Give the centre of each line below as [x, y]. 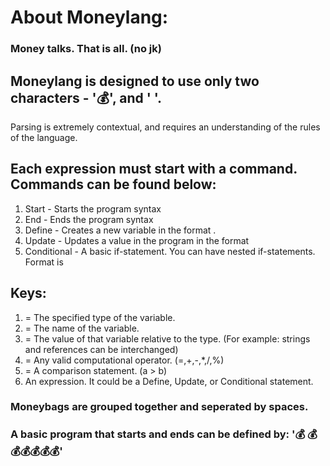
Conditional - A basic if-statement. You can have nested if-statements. [170, 251]
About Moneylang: [89, 17]
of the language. [44, 137]
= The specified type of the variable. [100, 317]
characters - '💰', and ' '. [86, 97]
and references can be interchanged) [101, 349]
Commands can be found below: [113, 184]
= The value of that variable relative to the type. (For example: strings [167, 338]
